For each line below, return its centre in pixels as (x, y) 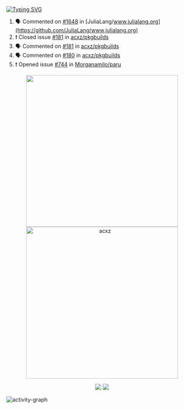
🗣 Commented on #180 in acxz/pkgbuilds (67, 55)
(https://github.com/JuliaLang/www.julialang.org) (77, 30)
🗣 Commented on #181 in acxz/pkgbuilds (67, 46)
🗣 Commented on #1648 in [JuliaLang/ (64, 22)
